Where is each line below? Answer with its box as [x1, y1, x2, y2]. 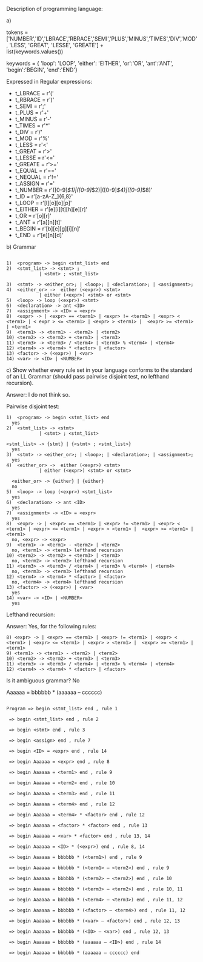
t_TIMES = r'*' [15, 122, 50, 129]
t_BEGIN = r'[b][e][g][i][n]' [15, 225, 81, 232]
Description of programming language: [6, 5, 103, 12]
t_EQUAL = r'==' [15, 167, 56, 174]
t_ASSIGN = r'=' [15, 180, 55, 187]
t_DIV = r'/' [15, 129, 42, 135]
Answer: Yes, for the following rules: [6, 623, 97, 630]
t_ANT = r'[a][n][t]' [15, 218, 62, 226]
